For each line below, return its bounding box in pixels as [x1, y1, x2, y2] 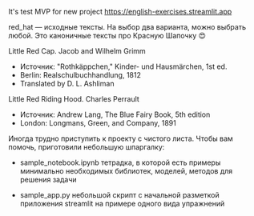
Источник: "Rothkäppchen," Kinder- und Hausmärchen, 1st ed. [19, 62, 228, 71]
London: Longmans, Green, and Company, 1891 [19, 118, 176, 127]
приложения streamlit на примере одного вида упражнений [19, 199, 225, 208]
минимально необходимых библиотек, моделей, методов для [19, 166, 233, 175]
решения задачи [19, 175, 78, 184]
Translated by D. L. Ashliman [19, 79, 115, 88]
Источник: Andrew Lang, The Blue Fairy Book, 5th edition [19, 110, 211, 119]
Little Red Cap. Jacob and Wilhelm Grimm [8, 46, 146, 55]
